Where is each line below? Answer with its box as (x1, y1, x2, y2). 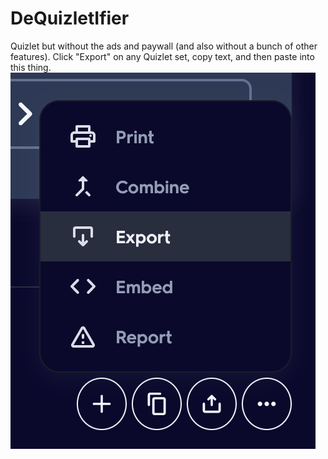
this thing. (10, 61, 52, 73)
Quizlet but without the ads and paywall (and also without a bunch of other (10, 40, 318, 52)
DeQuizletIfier (10, 7, 130, 30)
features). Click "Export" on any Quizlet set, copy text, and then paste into (10, 50, 315, 62)
